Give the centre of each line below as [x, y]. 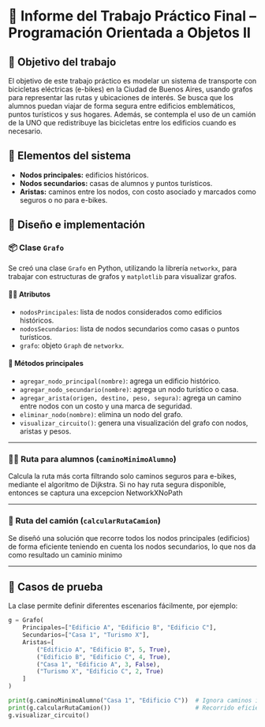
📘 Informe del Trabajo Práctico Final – [132, 16]
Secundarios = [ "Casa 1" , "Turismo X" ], [86, 635]
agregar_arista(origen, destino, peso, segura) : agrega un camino [131, 397]
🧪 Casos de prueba [56, 587]
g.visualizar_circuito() [49, 715]
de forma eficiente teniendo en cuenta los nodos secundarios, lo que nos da [132, 546]
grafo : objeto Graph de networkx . [72, 345]
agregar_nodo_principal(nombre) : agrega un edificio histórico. [120, 381]
